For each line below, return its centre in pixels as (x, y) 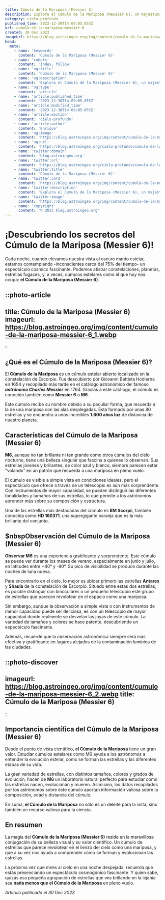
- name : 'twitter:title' (39, 169)
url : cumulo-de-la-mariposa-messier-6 (45, 28)
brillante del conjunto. (27, 520)
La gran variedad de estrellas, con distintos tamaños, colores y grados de (79, 774)
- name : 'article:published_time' (49, 96)
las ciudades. (18, 647)
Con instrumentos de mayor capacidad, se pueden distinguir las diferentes (81, 490)
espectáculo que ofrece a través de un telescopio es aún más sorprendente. (82, 485)
